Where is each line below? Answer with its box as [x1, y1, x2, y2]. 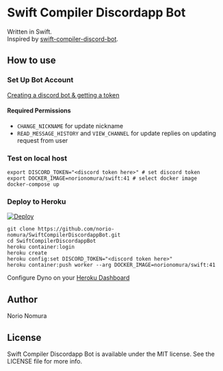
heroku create [7, 250, 48, 256]
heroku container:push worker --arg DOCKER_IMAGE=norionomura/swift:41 [7, 262, 215, 269]
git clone [7, 226, 36, 232]
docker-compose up [7, 181, 60, 188]
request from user [16, 136, 68, 145]
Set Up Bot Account [7, 75, 74, 85]
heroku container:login [7, 243, 75, 251]
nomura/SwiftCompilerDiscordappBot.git [7, 232, 121, 239]
